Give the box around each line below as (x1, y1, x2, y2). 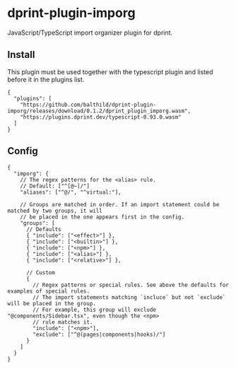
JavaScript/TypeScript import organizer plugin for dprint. (7, 28, 173, 37)
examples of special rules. (7, 288, 90, 295)
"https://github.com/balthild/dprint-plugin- (20, 101, 157, 108)
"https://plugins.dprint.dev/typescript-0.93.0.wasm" (20, 113, 182, 121)
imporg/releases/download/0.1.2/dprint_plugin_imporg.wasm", (7, 107, 191, 115)
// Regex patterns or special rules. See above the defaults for (33, 281, 230, 288)
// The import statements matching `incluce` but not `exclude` (33, 293, 226, 301)
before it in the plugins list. (7, 75, 85, 83)
